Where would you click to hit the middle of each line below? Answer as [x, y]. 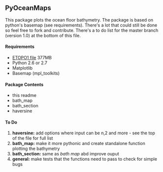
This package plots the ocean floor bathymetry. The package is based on [79, 20]
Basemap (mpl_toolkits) [36, 74]
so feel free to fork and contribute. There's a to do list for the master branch [82, 30]
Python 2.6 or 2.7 [30, 63]
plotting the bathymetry [36, 148]
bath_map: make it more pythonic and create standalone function [79, 144]
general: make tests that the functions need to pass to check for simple [84, 159]
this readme [24, 96]
